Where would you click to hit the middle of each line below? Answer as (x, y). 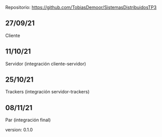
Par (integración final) (28, 120)
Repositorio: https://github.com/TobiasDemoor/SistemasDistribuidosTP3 (81, 7)
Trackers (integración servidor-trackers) (48, 92)
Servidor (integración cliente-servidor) (46, 63)
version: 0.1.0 (19, 130)
